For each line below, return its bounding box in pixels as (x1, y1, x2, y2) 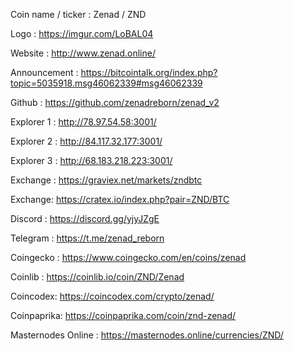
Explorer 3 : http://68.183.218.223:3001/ (10, 155, 173, 166)
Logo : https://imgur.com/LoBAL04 (10, 28, 154, 39)
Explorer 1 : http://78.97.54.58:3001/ (10, 116, 157, 128)
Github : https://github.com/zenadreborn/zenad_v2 (10, 97, 220, 108)
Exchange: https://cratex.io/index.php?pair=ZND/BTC (10, 194, 230, 205)
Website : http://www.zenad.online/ (10, 47, 156, 59)
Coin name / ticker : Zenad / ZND (10, 9, 147, 20)
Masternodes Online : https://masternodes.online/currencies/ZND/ (10, 329, 284, 341)
